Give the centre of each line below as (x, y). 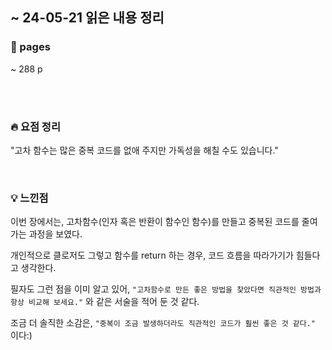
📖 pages (30, 47)
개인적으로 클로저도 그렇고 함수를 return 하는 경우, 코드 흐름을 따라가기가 (152, 255)
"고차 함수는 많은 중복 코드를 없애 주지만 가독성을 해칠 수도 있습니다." (144, 150)
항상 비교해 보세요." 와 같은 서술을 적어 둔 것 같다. (105, 302)
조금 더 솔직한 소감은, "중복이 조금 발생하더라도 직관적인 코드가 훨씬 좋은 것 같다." (163, 323)
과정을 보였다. (55, 234)
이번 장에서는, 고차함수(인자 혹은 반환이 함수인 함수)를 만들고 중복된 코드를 (155, 222)
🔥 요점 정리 (35, 126)
